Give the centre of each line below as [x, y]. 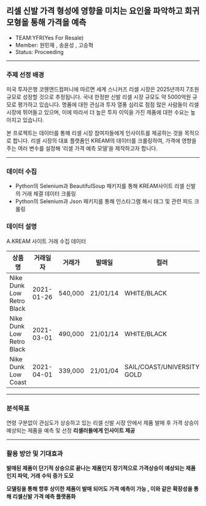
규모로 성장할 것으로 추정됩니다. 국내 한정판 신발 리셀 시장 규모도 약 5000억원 [99, 97]
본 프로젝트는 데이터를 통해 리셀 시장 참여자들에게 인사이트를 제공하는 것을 [95, 133]
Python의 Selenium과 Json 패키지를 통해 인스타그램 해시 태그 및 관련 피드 [104, 201]
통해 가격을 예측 [59, 22]
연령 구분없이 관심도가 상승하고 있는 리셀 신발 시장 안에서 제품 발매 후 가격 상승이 [103, 423]
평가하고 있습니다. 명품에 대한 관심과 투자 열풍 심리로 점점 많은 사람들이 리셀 [108, 105]
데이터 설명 [22, 227]
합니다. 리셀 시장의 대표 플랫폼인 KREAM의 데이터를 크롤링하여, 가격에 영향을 [105, 141]
